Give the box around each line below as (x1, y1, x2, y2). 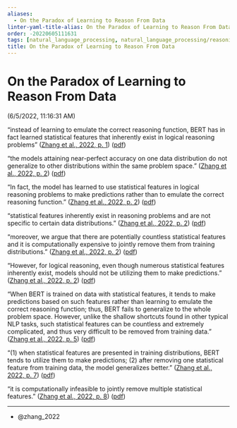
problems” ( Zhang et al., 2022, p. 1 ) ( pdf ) (7, 140, 126, 149)
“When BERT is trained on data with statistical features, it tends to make (7, 290, 217, 298)
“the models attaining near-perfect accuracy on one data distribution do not (7, 154, 228, 162)
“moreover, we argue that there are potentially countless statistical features (7, 232, 226, 240)
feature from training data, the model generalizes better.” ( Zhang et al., (7, 363, 213, 372)
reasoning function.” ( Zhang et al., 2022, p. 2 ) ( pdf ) (7, 197, 157, 206)
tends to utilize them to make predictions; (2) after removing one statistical (7, 355, 224, 364)
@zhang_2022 (17, 412, 60, 420)
